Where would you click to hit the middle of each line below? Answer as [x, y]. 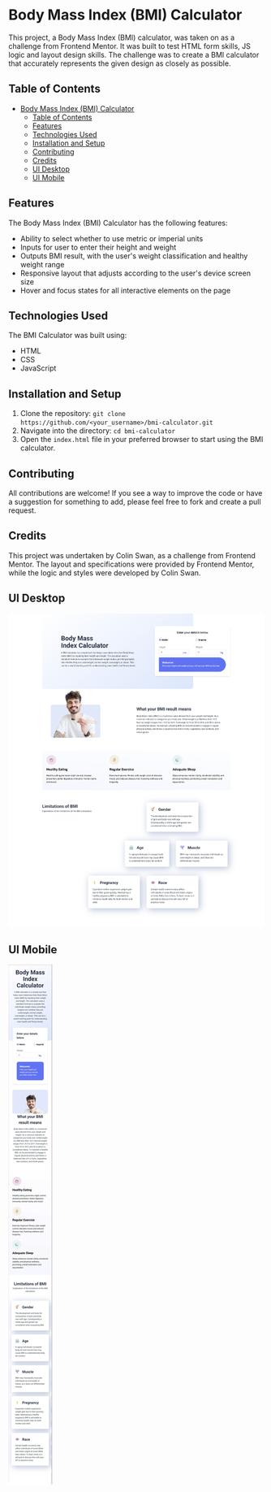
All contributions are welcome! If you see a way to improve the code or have [135, 493]
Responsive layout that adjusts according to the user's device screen [135, 273]
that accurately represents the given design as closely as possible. [120, 63]
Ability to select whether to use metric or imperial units [112, 238]
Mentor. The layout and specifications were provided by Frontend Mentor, [131, 564]
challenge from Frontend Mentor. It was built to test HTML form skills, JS [130, 46]
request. [22, 510]
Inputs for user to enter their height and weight [98, 247]
